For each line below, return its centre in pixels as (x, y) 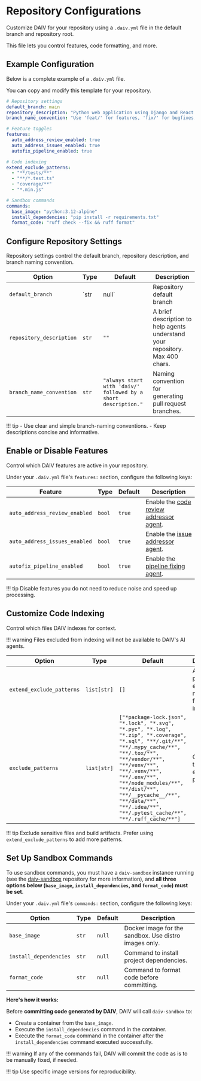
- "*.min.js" (28, 190)
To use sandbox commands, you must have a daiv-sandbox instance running (100, 872)
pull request (169, 404)
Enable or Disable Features (57, 451)
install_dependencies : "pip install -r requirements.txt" (86, 217)
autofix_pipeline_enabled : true (52, 151)
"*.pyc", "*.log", (145, 729)
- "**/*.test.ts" (33, 179)
